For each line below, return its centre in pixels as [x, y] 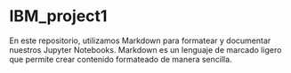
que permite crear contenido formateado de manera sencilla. [121, 59]
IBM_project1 [58, 16]
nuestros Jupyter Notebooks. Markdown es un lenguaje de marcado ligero [145, 49]
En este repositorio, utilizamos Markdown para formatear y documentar [140, 40]
